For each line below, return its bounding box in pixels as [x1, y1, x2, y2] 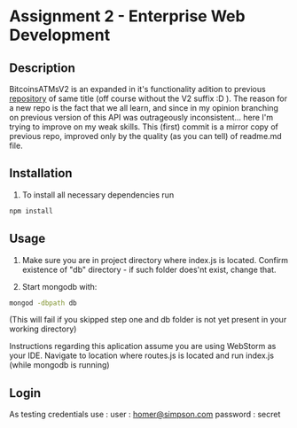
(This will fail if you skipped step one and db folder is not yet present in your [9, 315, 287, 325]
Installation [9, 166, 73, 181]
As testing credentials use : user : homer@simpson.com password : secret [9, 409, 281, 420]
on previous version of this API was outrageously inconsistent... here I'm [9, 113, 274, 122]
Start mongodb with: [21, 281, 98, 292]
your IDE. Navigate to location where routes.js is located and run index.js [9, 350, 275, 361]
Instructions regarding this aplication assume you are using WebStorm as [9, 341, 277, 352]
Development [9, 25, 111, 45]
